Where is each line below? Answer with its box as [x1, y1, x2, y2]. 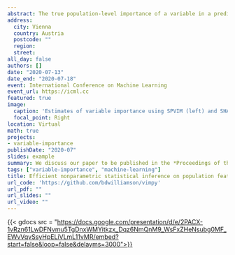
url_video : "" [7, 198, 49, 206]
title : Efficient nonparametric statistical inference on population [7, 173, 215, 180]
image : [7, 101, 27, 108]
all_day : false [7, 56, 52, 63]
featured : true [7, 95, 52, 102]
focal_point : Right [13, 114, 71, 121]
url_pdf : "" [7, 186, 42, 193]
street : [13, 50, 36, 57]
